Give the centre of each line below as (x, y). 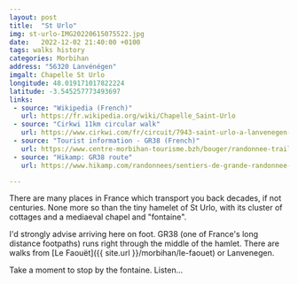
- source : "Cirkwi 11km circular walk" (87, 125)
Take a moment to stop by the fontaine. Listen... (96, 270)
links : (21, 100)
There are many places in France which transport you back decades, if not (145, 198)
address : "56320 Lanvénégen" (63, 67)
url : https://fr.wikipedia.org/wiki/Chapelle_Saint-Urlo (129, 116)
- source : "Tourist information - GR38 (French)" (106, 141)
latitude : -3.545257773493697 (65, 91)
